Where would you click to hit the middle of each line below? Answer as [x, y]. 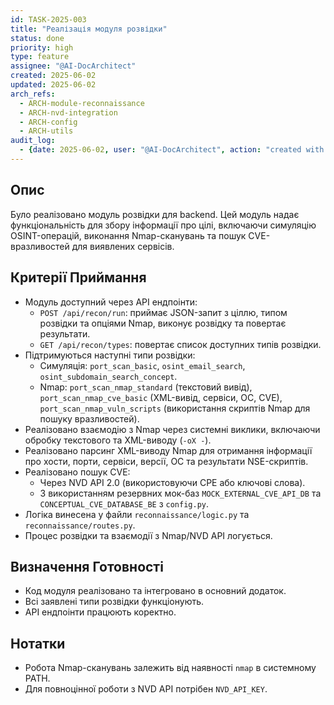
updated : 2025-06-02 [53, 85]
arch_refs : [33, 94]
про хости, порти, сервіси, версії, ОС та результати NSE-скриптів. [166, 461]
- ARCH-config [48, 122]
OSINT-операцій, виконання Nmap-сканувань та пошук [128, 235]
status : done [37, 38]
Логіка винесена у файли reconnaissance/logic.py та [137, 514]
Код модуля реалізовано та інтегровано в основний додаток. [155, 591]
